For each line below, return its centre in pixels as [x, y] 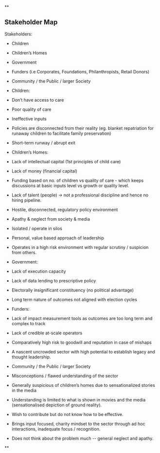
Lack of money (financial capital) [44, 171]
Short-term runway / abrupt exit [44, 142]
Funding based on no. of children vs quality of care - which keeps [78, 180]
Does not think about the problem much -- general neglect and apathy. [82, 438]
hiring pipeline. [27, 200]
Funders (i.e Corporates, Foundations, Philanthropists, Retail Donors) [80, 71]
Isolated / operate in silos [37, 228]
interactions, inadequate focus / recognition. [56, 429]
